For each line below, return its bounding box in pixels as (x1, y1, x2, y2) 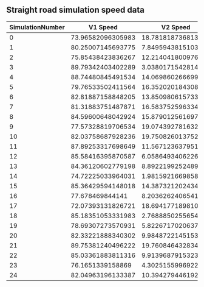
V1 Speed (88, 23, 118, 31)
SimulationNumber (9, 23, 65, 31)
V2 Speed (161, 23, 191, 31)
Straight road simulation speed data (6, 5, 144, 15)
